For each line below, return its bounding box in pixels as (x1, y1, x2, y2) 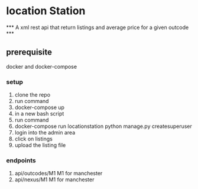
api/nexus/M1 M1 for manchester (14, 176, 95, 183)
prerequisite (6, 47, 52, 57)
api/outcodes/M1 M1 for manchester (14, 170, 103, 177)
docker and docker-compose (6, 63, 77, 70)
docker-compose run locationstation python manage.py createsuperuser (14, 123, 192, 130)
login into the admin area (14, 129, 76, 136)
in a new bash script (14, 110, 64, 117)
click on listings (14, 135, 53, 143)
